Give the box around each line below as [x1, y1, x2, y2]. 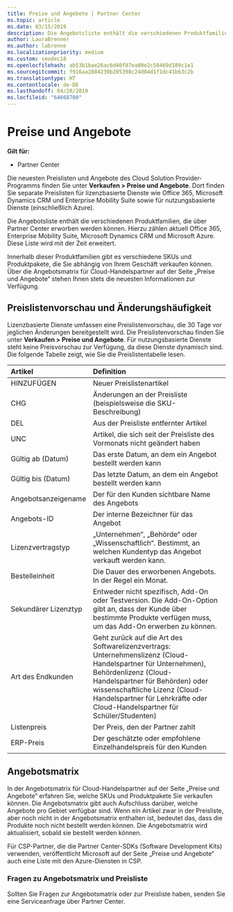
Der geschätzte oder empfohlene [92, 733, 201, 743]
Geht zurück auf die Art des [92, 633, 183, 642]
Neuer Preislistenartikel [92, 378, 169, 388]
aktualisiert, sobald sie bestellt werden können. [7, 828, 142, 837]
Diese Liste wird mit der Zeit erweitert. [7, 239, 116, 247]
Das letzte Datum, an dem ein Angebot [92, 470, 218, 479]
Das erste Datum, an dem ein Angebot [92, 449, 217, 459]
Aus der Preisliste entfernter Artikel [92, 418, 207, 428]
